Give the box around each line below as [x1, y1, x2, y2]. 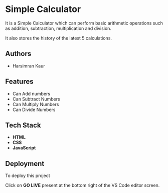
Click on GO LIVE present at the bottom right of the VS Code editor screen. [5, 182, 160, 188]
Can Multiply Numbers [12, 101, 59, 107]
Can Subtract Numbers [12, 96, 60, 102]
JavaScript [12, 145, 36, 151]
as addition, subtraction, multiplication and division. [5, 25, 112, 31]
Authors [5, 49, 32, 58]
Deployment [5, 159, 45, 168]
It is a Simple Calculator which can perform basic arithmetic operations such [5, 20, 163, 26]
